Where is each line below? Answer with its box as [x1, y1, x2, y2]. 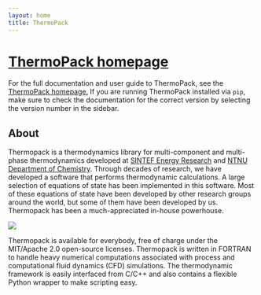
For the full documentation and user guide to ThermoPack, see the [8, 79, 224, 88]
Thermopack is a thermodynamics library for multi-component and [8, 147, 225, 157]
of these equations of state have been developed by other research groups [8, 190, 252, 199]
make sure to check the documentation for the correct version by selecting [8, 95, 251, 105]
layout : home [8, 11, 51, 20]
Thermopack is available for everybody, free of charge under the [8, 236, 219, 245]
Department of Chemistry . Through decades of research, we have [8, 164, 222, 174]
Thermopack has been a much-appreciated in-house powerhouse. [8, 206, 224, 216]
